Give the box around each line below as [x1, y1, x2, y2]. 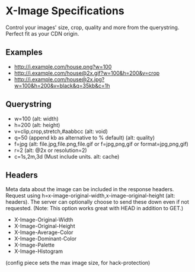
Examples [5, 48, 43, 58]
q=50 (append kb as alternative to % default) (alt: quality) [14, 134, 155, 141]
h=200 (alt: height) [14, 121, 60, 128]
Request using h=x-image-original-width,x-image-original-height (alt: [5, 192, 175, 200]
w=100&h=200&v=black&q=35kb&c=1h [14, 82, 110, 89]
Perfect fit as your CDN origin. [5, 30, 79, 37]
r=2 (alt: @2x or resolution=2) [14, 147, 87, 154]
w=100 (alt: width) [14, 115, 59, 122]
